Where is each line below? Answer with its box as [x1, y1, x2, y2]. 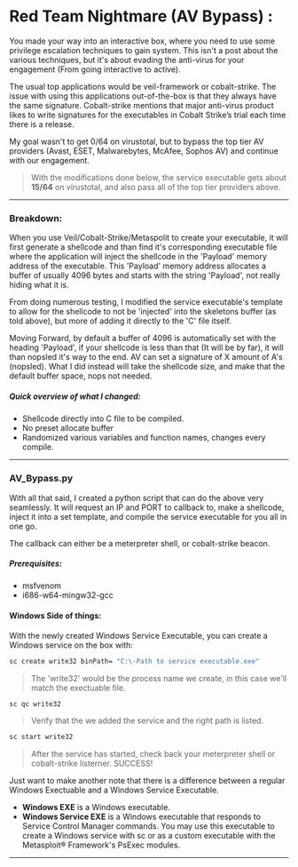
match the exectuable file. [30, 682, 126, 693]
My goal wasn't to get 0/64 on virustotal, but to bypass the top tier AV [9, 136, 264, 147]
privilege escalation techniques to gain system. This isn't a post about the [9, 44, 278, 55]
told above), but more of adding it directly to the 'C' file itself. [9, 315, 232, 326]
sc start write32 [9, 733, 74, 742]
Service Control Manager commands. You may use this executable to [21, 821, 275, 831]
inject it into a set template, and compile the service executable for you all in [9, 511, 287, 521]
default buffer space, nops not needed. [9, 370, 153, 381]
